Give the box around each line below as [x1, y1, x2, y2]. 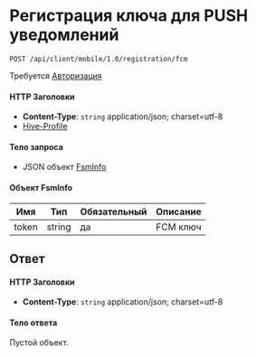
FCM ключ [156, 221, 202, 233]
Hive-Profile [22, 121, 68, 132]
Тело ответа [9, 317, 58, 328]
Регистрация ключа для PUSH [9, 5, 249, 26]
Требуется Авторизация [9, 70, 102, 81]
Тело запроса [9, 141, 63, 152]
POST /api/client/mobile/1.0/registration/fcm [9, 54, 188, 63]
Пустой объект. [9, 337, 70, 348]
